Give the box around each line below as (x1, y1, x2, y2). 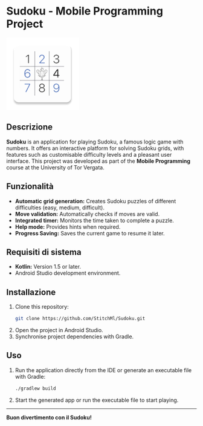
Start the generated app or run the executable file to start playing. (14, 396, 179, 404)
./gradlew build (14, 385, 56, 392)
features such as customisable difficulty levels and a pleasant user (6, 151, 172, 158)
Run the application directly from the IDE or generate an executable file (14, 366, 192, 373)
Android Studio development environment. (14, 269, 121, 277)
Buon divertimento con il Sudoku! (6, 413, 92, 421)
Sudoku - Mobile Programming (6, 4, 163, 18)
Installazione (6, 287, 56, 297)
